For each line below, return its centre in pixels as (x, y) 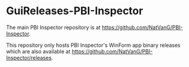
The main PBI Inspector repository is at (53, 27)
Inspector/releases (29, 58)
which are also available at (38, 51)
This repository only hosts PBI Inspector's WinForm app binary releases (93, 45)
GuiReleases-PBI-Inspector (75, 11)
